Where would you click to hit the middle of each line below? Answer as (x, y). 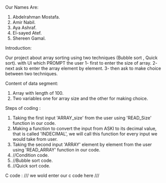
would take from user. (35, 139)
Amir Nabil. (24, 22)
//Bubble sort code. (32, 160)
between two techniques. (31, 74)
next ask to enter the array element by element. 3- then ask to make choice (83, 68)
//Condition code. (31, 155)
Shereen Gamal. (29, 38)
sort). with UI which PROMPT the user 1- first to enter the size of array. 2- (81, 63)
